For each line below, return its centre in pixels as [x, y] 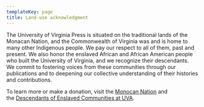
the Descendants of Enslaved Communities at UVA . [71, 98]
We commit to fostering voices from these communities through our [91, 66]
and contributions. [29, 80]
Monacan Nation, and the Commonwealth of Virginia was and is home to [97, 41]
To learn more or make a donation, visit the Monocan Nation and [87, 91]
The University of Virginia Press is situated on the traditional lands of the [97, 34]
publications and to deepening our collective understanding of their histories [102, 73]
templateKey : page [30, 12]
